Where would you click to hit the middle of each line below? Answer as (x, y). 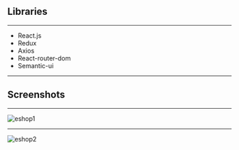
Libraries (27, 12)
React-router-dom (44, 58)
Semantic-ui (36, 65)
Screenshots (36, 95)
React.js (30, 36)
